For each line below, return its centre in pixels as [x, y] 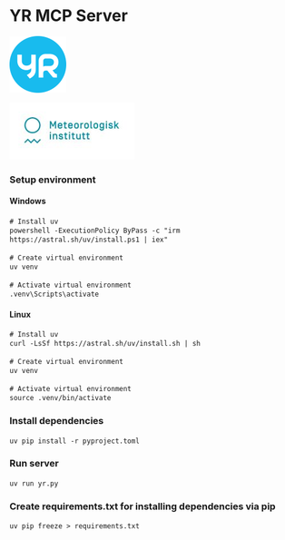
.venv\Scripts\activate [54, 295]
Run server [34, 464]
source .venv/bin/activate [60, 398]
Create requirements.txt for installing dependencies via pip [142, 506]
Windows [28, 201]
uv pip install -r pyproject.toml [75, 441]
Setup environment [53, 180]
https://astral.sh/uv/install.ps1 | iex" [89, 240]
